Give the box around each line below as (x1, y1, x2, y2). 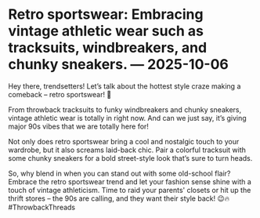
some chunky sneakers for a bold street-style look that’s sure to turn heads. (8, 153, 253, 162)
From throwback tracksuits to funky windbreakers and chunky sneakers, (8, 104, 241, 114)
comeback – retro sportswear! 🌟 (8, 89, 112, 99)
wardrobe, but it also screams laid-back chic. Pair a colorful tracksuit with (8, 145, 247, 154)
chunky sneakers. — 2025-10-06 (8, 56, 229, 74)
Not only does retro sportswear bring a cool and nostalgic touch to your (8, 136, 240, 146)
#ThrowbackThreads (8, 202, 76, 212)
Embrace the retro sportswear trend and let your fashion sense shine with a (8, 176, 252, 186)
